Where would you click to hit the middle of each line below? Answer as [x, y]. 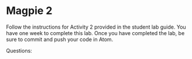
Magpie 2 [29, 11]
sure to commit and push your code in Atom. [60, 39]
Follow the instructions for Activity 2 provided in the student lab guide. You [96, 27]
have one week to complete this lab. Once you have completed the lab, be [95, 33]
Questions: [19, 50]
